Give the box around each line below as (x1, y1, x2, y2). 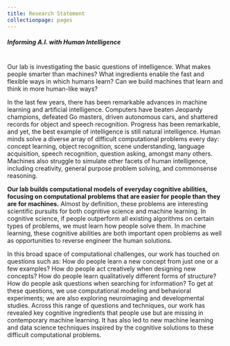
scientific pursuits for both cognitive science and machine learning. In (7, 207, 206, 215)
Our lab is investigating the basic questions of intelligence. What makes (7, 63, 211, 71)
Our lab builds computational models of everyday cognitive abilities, (7, 185, 208, 194)
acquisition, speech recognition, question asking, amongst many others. (7, 149, 213, 158)
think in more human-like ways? (7, 84, 98, 93)
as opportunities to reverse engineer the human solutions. (7, 237, 172, 245)
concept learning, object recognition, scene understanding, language (7, 143, 205, 151)
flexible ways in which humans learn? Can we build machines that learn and (7, 78, 223, 86)
